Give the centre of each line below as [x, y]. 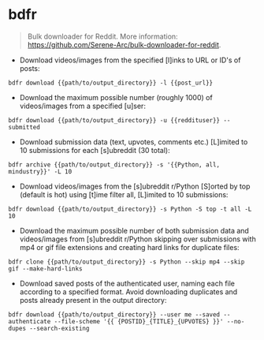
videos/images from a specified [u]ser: [82, 106]
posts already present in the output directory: [93, 300]
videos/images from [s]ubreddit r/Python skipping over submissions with [138, 239]
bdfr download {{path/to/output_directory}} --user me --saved [114, 314]
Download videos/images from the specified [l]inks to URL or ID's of [130, 60]
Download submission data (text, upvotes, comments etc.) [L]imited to [134, 142]
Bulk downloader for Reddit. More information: [103, 36]
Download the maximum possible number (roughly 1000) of [116, 97]
